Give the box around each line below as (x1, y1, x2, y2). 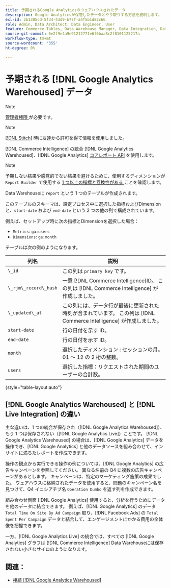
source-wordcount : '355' (5, 41, 58, 46)
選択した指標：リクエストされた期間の (62, 363, 154, 370)
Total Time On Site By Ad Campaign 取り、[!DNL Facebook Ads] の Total (5, 510, 159, 516)
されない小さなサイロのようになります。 (5, 546, 90, 552)
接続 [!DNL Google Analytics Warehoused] (12, 577, 102, 583)
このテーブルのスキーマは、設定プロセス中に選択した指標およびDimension (5, 201, 161, 207)
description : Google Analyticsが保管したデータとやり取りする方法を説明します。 (5, 12, 162, 17)
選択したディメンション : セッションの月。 (62, 346, 163, 353)
